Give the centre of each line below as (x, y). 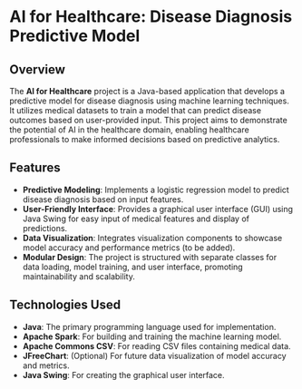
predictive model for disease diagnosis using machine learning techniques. (150, 101)
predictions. (45, 228)
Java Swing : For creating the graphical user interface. (123, 374)
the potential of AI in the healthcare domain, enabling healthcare (129, 130)
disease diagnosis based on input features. (103, 199)
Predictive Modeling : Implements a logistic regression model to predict (156, 190)
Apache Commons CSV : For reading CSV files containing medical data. (157, 345)
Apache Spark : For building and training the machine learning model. (152, 336)
